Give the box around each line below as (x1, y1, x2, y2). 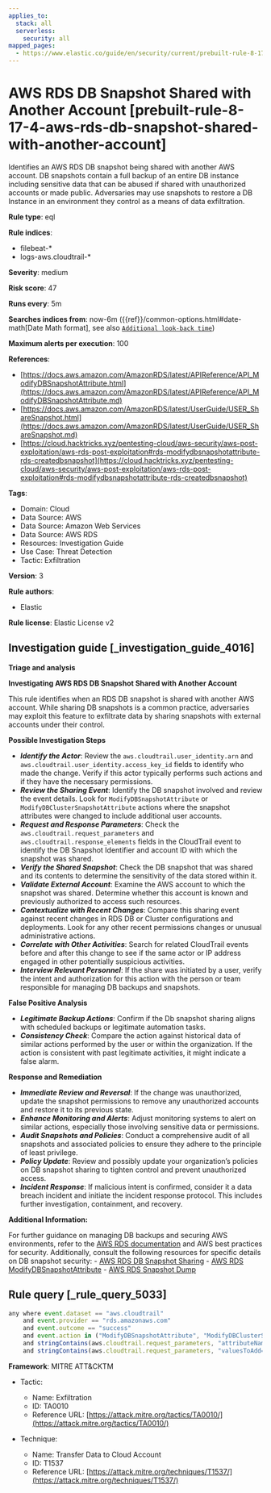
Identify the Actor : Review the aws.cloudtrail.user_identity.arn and (19, 751, 254, 761)
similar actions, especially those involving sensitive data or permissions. (19, 1122, 260, 1132)
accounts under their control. (8, 719, 105, 729)
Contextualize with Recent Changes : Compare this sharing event (19, 905, 240, 915)
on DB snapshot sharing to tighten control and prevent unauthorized (19, 1165, 247, 1174)
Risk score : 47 (8, 283, 57, 293)
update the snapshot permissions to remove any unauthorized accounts (19, 1096, 260, 1106)
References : (8, 354, 50, 364)
